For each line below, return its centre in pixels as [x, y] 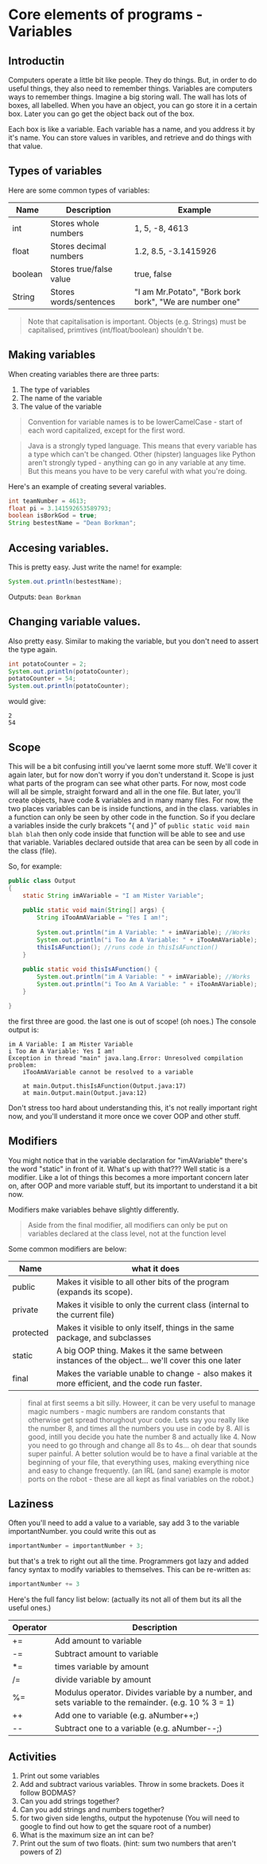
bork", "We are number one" [187, 301]
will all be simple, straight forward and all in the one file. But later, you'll [124, 791]
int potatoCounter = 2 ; [48, 664]
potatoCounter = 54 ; [43, 679]
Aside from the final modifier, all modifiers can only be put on [128, 1225]
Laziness [31, 1504]
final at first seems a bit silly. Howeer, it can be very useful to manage [141, 1403]
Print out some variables [60, 1776]
